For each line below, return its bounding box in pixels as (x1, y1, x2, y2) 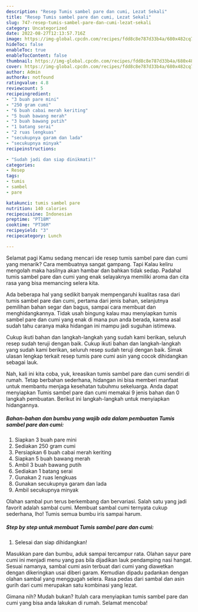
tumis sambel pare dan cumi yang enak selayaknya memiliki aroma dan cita (6, 273, 189, 280)
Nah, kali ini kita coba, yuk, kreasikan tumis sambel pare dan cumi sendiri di (6, 370, 190, 377)
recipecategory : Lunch (6, 233, 62, 239)
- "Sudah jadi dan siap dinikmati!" (6, 156, 96, 162)
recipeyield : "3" (6, 228, 49, 234)
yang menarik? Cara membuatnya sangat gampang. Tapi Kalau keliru (6, 260, 173, 267)
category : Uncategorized (6, 25, 67, 31)
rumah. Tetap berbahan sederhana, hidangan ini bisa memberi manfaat (6, 376, 179, 384)
